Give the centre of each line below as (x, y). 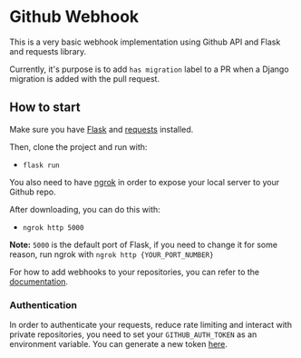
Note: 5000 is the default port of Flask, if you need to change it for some (144, 244)
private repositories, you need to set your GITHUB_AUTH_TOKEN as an (133, 334)
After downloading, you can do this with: (85, 209)
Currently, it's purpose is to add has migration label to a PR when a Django (149, 69)
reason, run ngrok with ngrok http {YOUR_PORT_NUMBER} (112, 254)
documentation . (39, 281)
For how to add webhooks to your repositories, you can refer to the (135, 272)
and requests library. (48, 51)
